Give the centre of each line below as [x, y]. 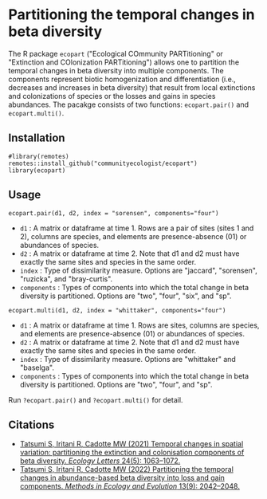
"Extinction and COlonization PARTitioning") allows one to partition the [124, 62]
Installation [37, 138]
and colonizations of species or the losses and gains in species [112, 96]
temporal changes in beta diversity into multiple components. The [116, 70]
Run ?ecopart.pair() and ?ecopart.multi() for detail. [96, 399]
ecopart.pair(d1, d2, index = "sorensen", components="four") [114, 213]
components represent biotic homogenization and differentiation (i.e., [122, 79]
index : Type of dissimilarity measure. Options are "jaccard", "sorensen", [138, 270]
